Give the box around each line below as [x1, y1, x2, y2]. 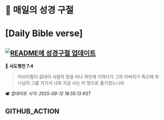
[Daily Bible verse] [5, 28, 83, 39]
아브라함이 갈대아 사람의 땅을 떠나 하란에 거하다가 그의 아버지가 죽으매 [17, 73, 154, 80]
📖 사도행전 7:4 [5, 63, 33, 69]
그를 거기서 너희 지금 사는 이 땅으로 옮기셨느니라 [30, 80, 124, 86]
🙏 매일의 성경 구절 [5, 4, 74, 16]
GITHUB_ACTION [5, 107, 60, 115]
